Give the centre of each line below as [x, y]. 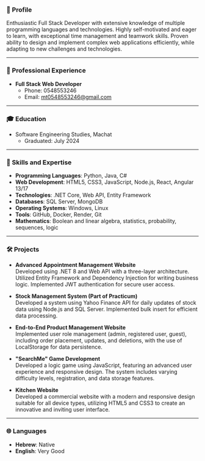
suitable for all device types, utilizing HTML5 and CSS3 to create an [100, 403]
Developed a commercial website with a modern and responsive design [105, 397]
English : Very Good [40, 451]
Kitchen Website [37, 390]
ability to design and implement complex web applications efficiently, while [100, 43]
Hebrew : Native [35, 445]
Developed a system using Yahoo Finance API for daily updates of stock [106, 303]
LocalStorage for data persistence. [59, 347]
